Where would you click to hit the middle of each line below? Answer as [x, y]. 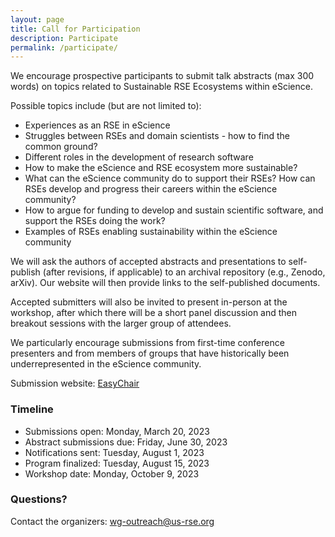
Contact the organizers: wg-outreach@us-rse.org [112, 521]
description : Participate [64, 38]
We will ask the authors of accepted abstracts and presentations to [148, 262]
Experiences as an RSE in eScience [97, 125]
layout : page [37, 19]
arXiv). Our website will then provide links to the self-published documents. [165, 283]
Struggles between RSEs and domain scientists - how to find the [157, 136]
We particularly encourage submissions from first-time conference [147, 343]
